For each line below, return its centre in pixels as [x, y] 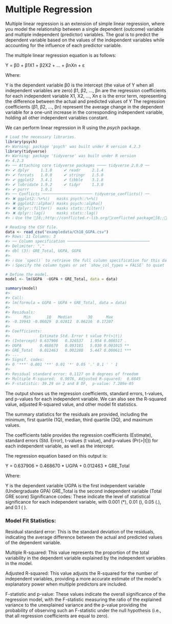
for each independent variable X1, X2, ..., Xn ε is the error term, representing [86, 96]
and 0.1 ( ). [16, 507]
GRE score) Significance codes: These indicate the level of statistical [78, 496]
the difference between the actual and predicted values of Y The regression [85, 101]
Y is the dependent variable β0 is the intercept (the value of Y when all [80, 85]
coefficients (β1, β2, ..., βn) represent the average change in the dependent [84, 106]
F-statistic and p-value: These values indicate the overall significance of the [85, 594]
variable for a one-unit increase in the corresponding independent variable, [85, 112]
